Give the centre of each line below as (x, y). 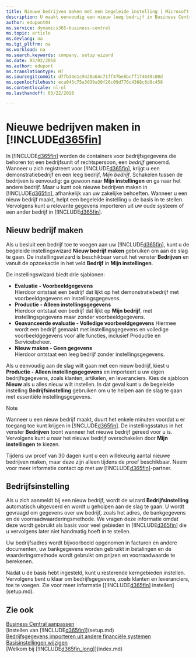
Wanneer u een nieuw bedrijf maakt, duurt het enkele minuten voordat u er (96, 419)
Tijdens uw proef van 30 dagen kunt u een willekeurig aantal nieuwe (88, 455)
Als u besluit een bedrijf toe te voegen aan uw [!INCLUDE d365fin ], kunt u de (98, 244)
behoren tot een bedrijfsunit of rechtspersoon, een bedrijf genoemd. (88, 162)
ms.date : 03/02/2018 (31, 60)
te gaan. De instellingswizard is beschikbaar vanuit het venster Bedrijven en (97, 257)
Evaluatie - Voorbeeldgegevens (54, 286)
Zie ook (20, 610)
